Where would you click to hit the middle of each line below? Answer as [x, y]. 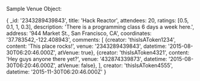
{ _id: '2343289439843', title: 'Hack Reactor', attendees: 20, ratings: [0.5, [98, 20]
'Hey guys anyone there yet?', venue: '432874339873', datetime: [87, 59]
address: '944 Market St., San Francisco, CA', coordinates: [79, 33]
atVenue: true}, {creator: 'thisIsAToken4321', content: [124, 53]
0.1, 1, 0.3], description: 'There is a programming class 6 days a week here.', [100, 27]
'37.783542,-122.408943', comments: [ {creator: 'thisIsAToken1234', [91, 40]
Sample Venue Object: [34, 9]
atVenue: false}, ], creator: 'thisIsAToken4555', [115, 65]
